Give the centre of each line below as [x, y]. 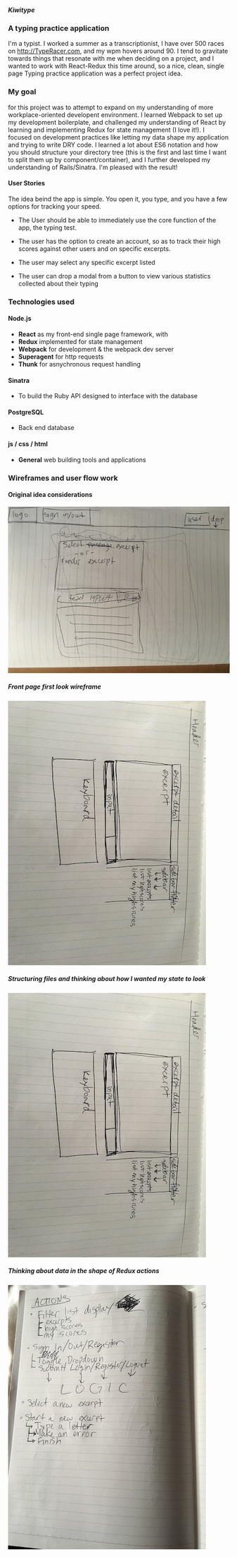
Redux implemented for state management [80, 341]
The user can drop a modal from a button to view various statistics [114, 276]
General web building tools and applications [82, 460]
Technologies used [41, 302]
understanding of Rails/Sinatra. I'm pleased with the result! [93, 167]
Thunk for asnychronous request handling [79, 364]
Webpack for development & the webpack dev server [96, 349]
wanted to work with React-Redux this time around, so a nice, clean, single [116, 66]
